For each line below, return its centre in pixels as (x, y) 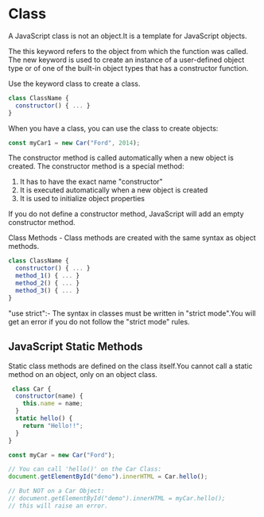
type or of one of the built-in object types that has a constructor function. (128, 68)
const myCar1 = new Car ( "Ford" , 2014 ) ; (74, 143)
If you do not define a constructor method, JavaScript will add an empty (126, 214)
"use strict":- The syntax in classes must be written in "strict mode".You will (132, 313)
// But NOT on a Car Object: (56, 491)
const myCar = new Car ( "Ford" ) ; (62, 455)
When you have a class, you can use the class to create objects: (113, 128)
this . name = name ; (53, 404)
